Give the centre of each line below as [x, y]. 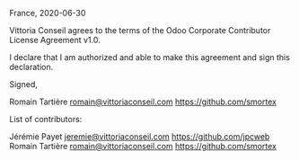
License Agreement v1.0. [55, 40]
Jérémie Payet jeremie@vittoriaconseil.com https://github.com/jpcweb [140, 137]
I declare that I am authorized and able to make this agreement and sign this [149, 57]
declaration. [31, 67]
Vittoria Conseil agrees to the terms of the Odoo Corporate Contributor [140, 30]
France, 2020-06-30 [48, 13]
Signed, [23, 84]
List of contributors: [46, 119]
